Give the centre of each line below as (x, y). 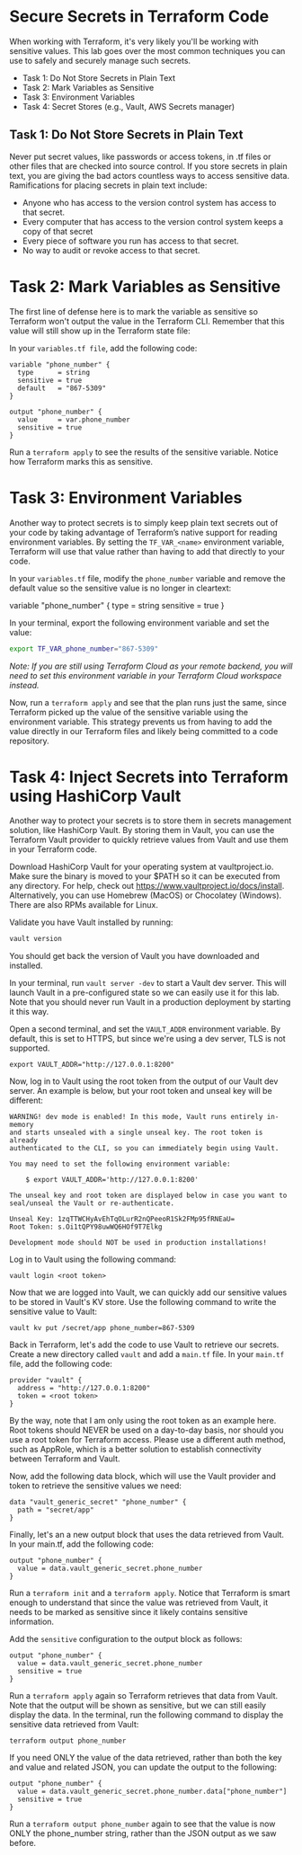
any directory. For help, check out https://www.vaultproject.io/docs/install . (147, 886)
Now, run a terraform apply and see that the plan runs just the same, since (148, 702)
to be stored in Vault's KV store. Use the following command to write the (143, 1302)
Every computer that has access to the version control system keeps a (153, 221)
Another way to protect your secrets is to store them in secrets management (151, 821)
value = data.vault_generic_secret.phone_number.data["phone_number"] (152, 1792)
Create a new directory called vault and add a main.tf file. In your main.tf (147, 1354)
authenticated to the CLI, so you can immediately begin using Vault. (144, 1149)
